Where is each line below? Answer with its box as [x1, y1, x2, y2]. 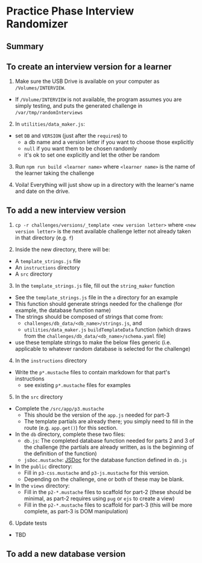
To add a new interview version [6, 205, 126, 215]
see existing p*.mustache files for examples [24, 382, 131, 389]
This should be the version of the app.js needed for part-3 [24, 411, 170, 418]
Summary [6, 41, 44, 51]
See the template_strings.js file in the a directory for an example [14, 294, 178, 301]
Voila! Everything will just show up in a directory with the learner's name [14, 181, 194, 189]
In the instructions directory [14, 357, 87, 364]
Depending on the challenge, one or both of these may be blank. [24, 476, 185, 483]
